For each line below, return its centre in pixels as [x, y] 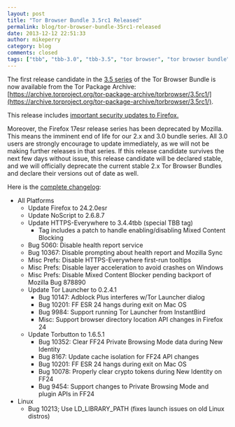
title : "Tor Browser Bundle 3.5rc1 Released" [74, 20]
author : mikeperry [34, 40]
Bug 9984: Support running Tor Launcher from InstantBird [122, 311]
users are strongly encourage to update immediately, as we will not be [108, 143]
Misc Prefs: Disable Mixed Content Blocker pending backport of [120, 274]
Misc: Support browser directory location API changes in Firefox [130, 319]
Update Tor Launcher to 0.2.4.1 [72, 289]
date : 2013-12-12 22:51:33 [47, 33]
